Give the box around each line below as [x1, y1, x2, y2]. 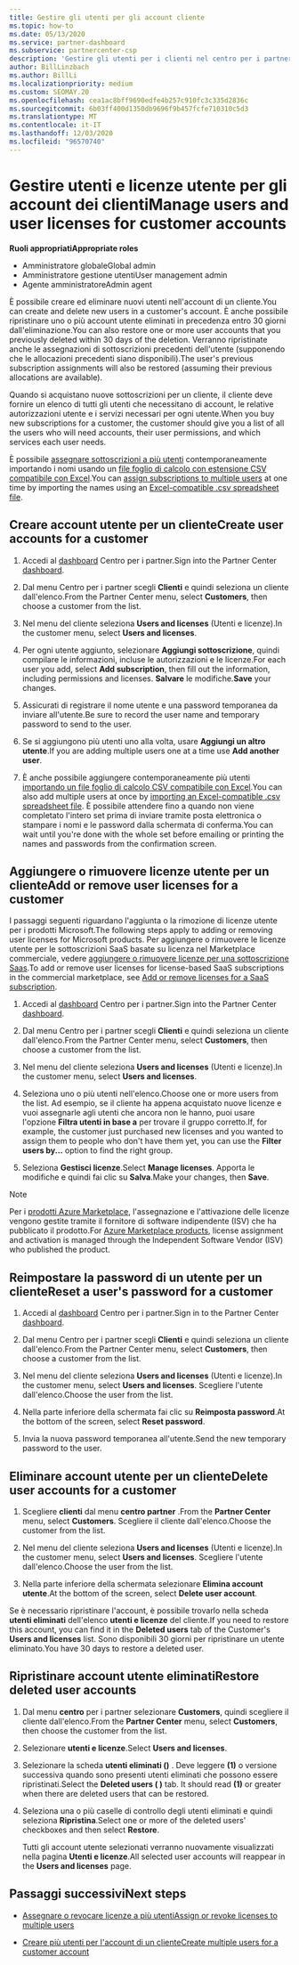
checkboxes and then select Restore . [21, 1824, 160, 1835]
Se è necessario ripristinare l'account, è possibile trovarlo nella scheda [9, 1604, 269, 1616]
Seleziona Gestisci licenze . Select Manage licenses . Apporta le [21, 1163, 255, 1173]
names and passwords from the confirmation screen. [21, 838, 217, 849]
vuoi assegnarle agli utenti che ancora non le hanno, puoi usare [21, 1108, 255, 1118]
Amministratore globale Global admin [21, 260, 157, 271]
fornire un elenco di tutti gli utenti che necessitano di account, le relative [9, 398, 274, 410]
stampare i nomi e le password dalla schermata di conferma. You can [21, 819, 274, 830]
